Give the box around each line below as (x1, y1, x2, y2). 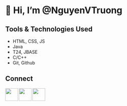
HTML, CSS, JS (12, 38, 45, 44)
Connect (5, 75, 33, 83)
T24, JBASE (12, 49, 38, 55)
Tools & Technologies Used (5, 25, 93, 33)
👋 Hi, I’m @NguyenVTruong (5, 5, 122, 16)
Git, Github (12, 60, 35, 65)
